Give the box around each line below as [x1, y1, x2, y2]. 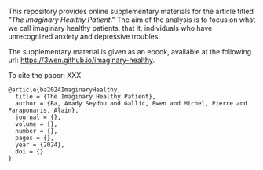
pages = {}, [15, 134, 55, 142]
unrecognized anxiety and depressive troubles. [8, 31, 161, 41]
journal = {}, [15, 113, 61, 121]
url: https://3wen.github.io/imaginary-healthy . [8, 55, 155, 65]
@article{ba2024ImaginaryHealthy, [8, 86, 122, 94]
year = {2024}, [15, 141, 65, 149]
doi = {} [15, 148, 44, 156]
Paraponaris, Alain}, [8, 106, 79, 114]
